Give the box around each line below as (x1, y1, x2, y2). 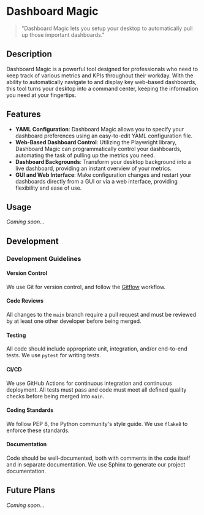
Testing (6, 331, 26, 339)
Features (6, 109, 41, 120)
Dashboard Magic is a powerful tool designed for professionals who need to (6, 65, 198, 72)
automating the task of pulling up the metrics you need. (15, 152, 155, 159)
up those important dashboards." (21, 31, 105, 38)
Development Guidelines (6, 254, 81, 263)
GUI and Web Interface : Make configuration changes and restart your (15, 171, 192, 179)
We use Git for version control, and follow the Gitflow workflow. (6, 283, 166, 290)
